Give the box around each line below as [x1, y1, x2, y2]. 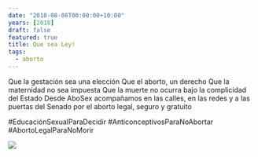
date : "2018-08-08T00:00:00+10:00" [8, 11, 125, 20]
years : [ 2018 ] [8, 19, 55, 27]
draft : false [8, 26, 51, 34]
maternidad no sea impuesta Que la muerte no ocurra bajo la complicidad [8, 85, 247, 94]
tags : [8, 48, 26, 56]
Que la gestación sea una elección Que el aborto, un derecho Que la [8, 76, 230, 86]
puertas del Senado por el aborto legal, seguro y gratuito [8, 101, 193, 111]
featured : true [8, 33, 58, 42]
